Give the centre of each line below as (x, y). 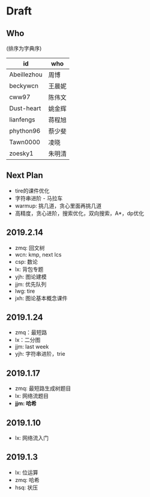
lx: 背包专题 (29, 269)
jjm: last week (32, 347)
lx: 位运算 (26, 472)
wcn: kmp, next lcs (38, 254)
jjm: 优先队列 (31, 284)
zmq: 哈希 (27, 480)
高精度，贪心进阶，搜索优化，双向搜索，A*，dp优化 (79, 213)
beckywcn (24, 86)
